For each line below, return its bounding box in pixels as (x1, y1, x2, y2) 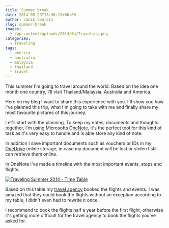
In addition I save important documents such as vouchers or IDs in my (5, 140, 152, 146)
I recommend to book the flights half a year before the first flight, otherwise (5, 207, 163, 213)
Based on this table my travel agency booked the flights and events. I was (5, 186, 160, 192)
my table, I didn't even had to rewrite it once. (5, 197, 99, 203)
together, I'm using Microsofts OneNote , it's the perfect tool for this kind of (5, 125, 162, 131)
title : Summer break (5, 7, 49, 13)
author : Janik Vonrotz (5, 17, 53, 22)
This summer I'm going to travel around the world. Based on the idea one (5, 83, 159, 89)
